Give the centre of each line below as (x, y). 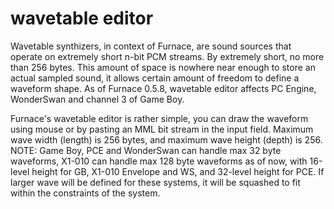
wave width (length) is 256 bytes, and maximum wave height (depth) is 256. (166, 139)
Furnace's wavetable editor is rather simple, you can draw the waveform (159, 118)
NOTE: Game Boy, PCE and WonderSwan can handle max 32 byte (146, 150)
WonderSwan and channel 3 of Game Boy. (97, 99)
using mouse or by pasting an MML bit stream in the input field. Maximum (162, 129)
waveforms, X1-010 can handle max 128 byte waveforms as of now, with (159, 161)
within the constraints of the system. (85, 193)
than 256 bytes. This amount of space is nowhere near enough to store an (163, 67)
